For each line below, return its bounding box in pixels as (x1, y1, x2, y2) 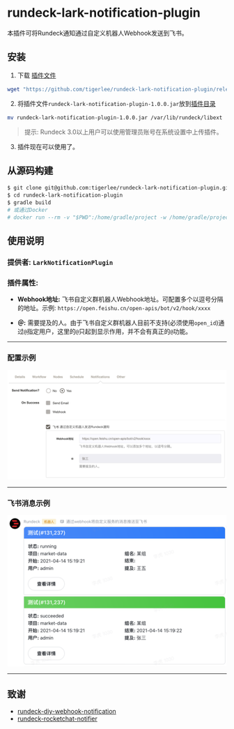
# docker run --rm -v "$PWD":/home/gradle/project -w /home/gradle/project (7, 214, 232, 221)
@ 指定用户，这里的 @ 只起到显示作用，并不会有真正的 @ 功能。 (23, 328, 192, 336)
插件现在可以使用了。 (17, 142, 79, 151)
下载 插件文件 (17, 71, 56, 79)
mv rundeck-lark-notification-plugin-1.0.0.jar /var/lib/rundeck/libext (7, 114, 223, 121)
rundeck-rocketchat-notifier (17, 714, 97, 723)
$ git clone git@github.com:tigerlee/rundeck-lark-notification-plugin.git (7, 185, 232, 192)
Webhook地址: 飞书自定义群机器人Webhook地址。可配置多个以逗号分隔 (17, 295, 224, 304)
